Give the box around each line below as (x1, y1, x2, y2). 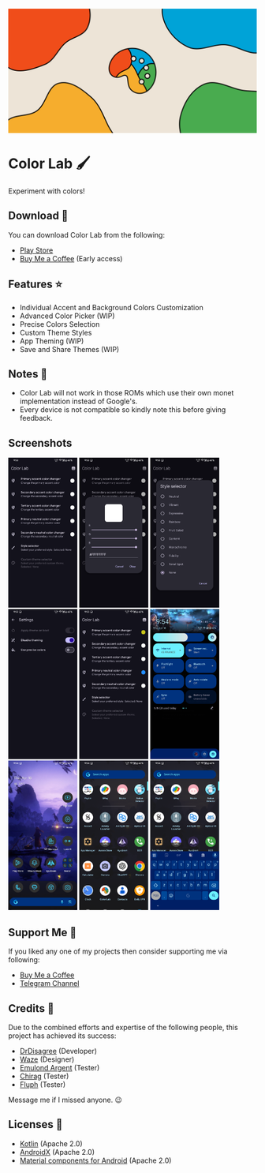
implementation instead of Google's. (19, 396, 138, 407)
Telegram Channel (19, 979, 80, 988)
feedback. (19, 414, 53, 423)
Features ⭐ (8, 278, 63, 291)
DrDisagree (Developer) (19, 1046, 97, 1055)
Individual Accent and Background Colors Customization (19, 302, 203, 312)
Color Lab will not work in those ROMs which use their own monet (19, 388, 234, 398)
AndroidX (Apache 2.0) (19, 1147, 95, 1156)
